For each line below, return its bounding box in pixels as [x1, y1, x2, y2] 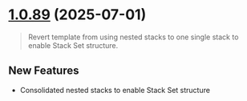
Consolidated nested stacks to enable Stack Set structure [19, 85, 211, 95]
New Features [8, 64, 79, 78]
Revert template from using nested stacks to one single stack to [27, 32, 239, 42]
